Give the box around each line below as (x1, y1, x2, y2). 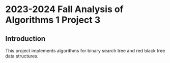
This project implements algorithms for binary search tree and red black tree (5, 48, 165, 53)
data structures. (5, 53, 39, 59)
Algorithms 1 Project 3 (5, 14, 101, 26)
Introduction (5, 34, 46, 43)
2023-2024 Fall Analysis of (5, 4, 124, 15)
